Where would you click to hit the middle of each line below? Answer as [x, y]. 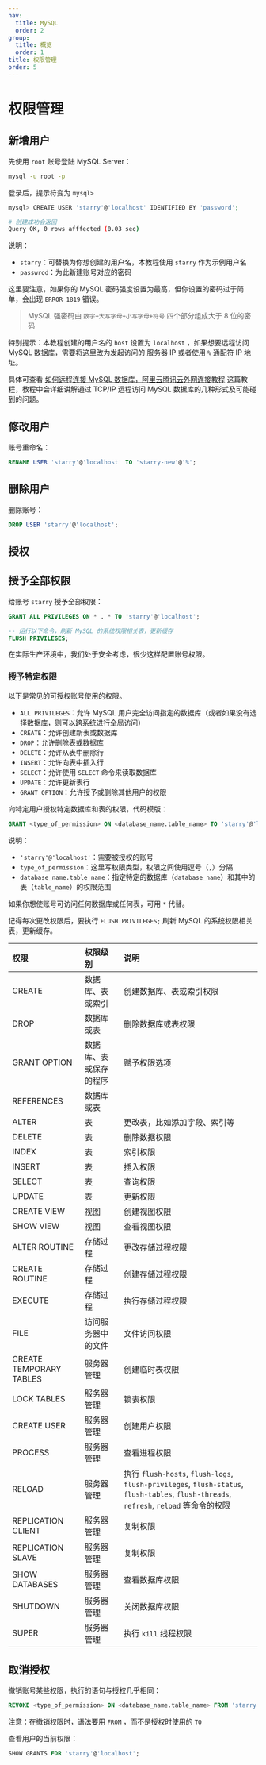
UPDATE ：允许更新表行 [55, 782]
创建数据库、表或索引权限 [171, 991]
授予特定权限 [33, 677]
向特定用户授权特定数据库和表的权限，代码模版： [88, 809]
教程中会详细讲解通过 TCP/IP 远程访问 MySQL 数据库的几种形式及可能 [136, 389]
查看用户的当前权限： [43, 1739]
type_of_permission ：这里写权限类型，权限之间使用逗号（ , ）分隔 [126, 867]
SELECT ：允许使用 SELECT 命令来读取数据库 [88, 772]
